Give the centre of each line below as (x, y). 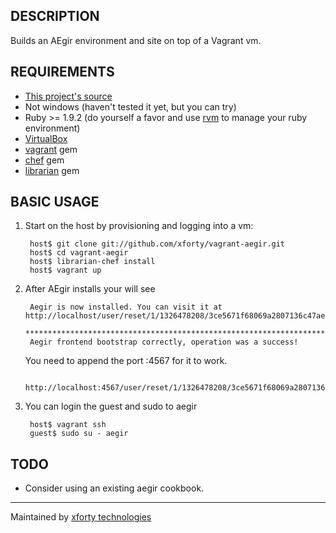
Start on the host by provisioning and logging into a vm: (139, 226)
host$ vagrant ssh (68, 425)
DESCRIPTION (55, 16)
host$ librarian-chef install (92, 262)
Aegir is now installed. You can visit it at (126, 307)
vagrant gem (51, 149)
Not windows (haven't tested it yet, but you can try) (130, 106)
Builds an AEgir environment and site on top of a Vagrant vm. (136, 40)
